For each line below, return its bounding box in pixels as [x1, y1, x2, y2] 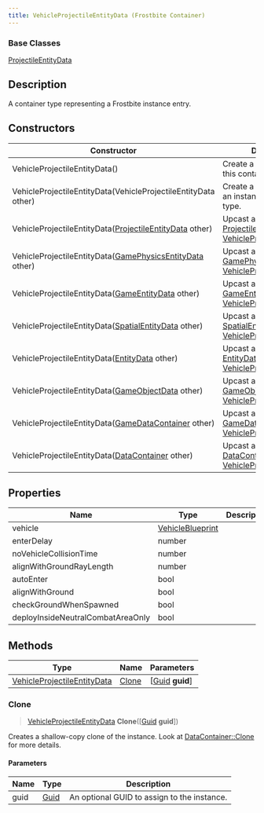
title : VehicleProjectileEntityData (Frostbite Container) [8, 11, 206, 20]
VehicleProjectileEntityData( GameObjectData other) [12, 385, 203, 396]
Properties [8, 486, 61, 500]
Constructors [8, 122, 75, 135]
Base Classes [8, 37, 61, 48]
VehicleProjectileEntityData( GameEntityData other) [12, 287, 200, 298]
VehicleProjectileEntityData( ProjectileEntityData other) [12, 223, 213, 234]
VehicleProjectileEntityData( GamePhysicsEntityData [12, 251, 204, 262]
